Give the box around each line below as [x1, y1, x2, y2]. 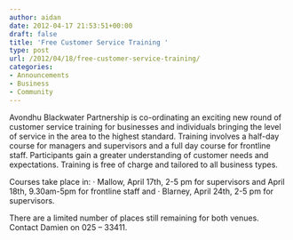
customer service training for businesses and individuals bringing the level [9, 121, 281, 132]
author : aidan [9, 12, 62, 22]
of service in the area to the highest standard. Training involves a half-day [9, 131, 280, 141]
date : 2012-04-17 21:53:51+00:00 [9, 21, 133, 30]
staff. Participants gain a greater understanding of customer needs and [9, 149, 269, 160]
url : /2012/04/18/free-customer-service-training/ [9, 54, 201, 63]
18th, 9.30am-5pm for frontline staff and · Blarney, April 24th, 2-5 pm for [9, 186, 273, 196]
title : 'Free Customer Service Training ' [9, 37, 169, 47]
